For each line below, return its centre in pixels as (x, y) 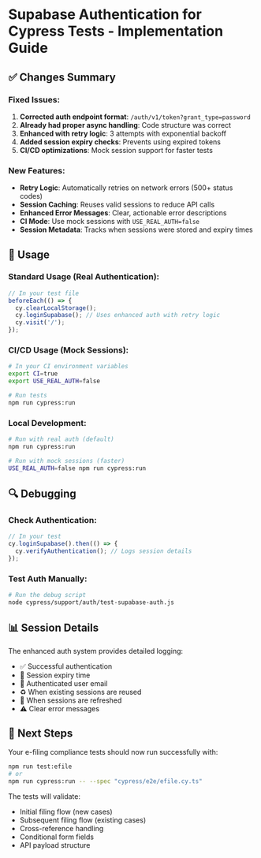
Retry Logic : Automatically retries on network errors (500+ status (126, 188)
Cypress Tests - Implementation (116, 31)
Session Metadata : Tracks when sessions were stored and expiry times (136, 229)
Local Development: (47, 423)
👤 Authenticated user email (63, 683)
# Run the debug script (47, 595)
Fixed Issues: (34, 99)
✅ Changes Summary (62, 77)
